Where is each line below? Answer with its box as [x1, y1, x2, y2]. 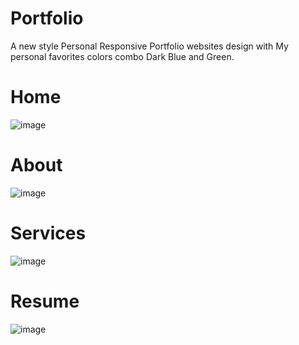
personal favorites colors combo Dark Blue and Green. [10, 50, 235, 62]
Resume [10, 290, 80, 312]
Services [10, 222, 87, 244]
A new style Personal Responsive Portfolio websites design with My [10, 40, 289, 52]
